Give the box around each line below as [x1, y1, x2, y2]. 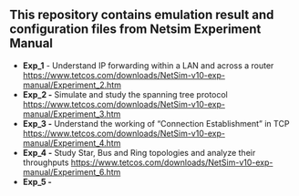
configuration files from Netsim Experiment [9, 22, 262, 37]
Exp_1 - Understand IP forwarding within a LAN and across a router [22, 59, 274, 71]
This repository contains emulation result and [9, 7, 274, 23]
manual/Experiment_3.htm [22, 108, 121, 119]
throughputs [22, 157, 69, 168]
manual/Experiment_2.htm [22, 79, 121, 90]
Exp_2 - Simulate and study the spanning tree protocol [22, 88, 228, 99]
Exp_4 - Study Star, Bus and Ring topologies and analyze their [22, 147, 256, 158]
